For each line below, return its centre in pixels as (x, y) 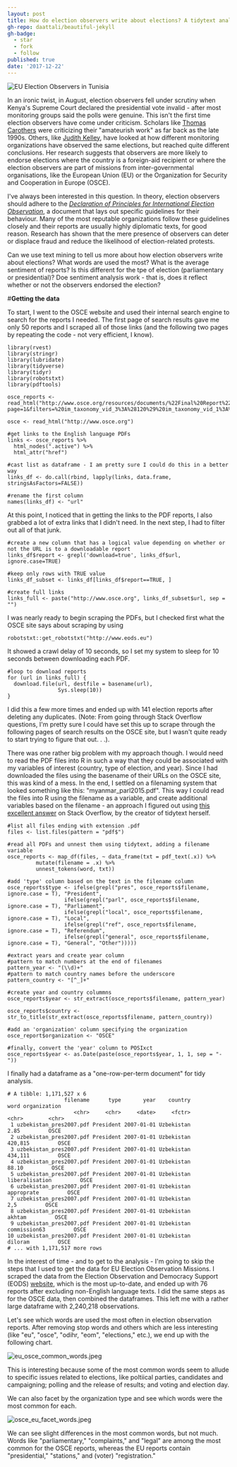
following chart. (30, 1342)
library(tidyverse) (36, 366)
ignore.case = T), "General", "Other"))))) (72, 943)
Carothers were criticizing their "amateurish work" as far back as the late (113, 130)
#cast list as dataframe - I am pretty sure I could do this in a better (118, 465)
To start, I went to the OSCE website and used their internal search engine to (119, 312)
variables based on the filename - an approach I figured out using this (109, 805)
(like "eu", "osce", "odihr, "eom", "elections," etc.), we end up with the (108, 1334)
